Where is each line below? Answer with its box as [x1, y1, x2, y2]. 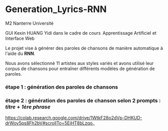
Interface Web [5, 35, 35, 41]
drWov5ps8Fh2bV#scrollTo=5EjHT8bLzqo [5, 120, 93, 126]
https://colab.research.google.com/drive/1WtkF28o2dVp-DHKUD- [5, 115, 142, 121]
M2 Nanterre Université [5, 20, 54, 26]
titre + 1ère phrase [5, 103, 51, 110]
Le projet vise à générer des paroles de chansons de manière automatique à [5, 45, 163, 51]
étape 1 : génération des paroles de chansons [5, 83, 118, 90]
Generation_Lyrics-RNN [5, 4, 107, 15]
